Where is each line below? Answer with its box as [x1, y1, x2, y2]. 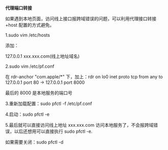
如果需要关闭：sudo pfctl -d [5, 139, 63, 145]
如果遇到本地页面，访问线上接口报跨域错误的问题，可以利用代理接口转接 [5, 16, 156, 22]
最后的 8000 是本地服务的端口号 [5, 90, 73, 95]
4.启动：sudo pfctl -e [5, 111, 50, 117]
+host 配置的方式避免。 [5, 22, 54, 28]
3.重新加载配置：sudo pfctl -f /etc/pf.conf [5, 101, 92, 107]
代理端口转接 [5, 5, 32, 11]
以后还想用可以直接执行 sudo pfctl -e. [14, 128, 93, 134]
